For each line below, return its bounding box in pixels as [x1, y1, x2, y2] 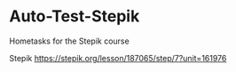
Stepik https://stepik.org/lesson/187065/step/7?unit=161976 [9, 52, 227, 63]
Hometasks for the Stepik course [9, 36, 130, 46]
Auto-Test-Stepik [9, 6, 140, 27]
